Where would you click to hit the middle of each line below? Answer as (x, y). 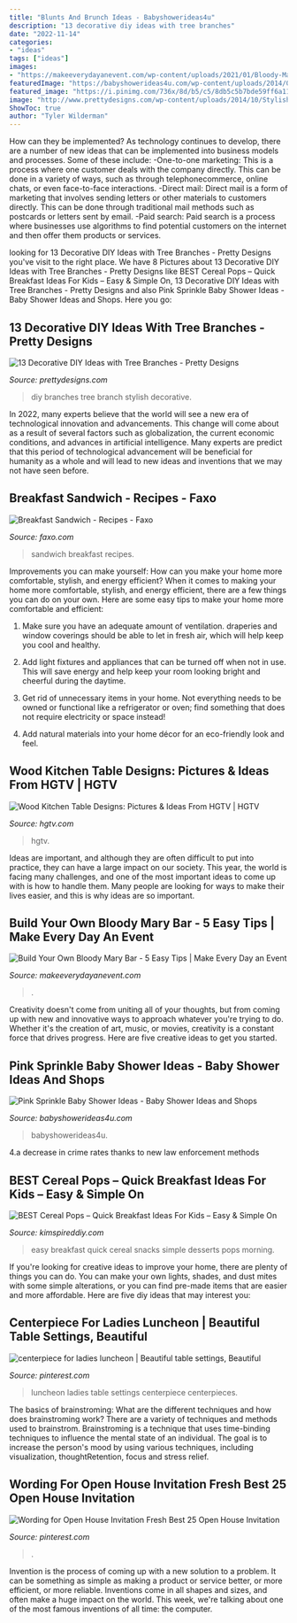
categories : (31, 42)
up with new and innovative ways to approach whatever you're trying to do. (147, 1019)
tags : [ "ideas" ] (39, 58)
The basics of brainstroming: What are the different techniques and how (141, 1410)
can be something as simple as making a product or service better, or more (146, 1580)
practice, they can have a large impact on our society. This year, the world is (148, 867)
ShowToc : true (35, 108)
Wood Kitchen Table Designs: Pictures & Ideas (139, 771)
